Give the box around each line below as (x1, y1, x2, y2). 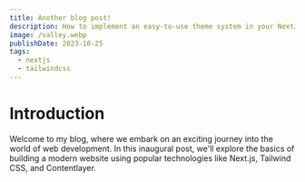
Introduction (9, 104, 105, 124)
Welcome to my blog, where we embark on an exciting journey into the (9, 133, 274, 144)
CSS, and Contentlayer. (9, 162, 97, 173)
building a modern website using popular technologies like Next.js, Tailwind (9, 152, 291, 164)
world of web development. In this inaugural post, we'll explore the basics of (9, 143, 295, 154)
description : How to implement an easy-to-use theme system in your (9, 22, 274, 31)
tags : (9, 47, 30, 56)
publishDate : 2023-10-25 (9, 38, 103, 48)
